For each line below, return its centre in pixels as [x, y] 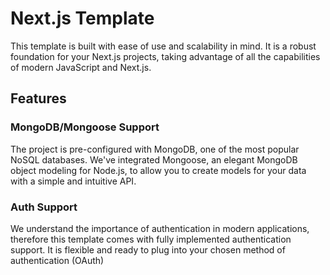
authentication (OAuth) [57, 260]
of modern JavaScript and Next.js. [81, 67]
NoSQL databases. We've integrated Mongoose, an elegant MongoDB [154, 159]
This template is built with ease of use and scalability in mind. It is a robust [163, 46]
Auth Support [44, 207]
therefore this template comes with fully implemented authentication [151, 239]
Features [38, 98]
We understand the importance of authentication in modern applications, [160, 228]
